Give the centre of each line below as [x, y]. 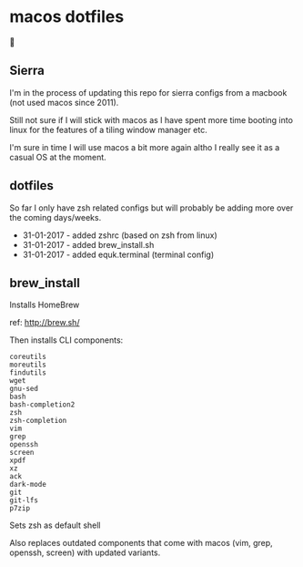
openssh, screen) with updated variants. [85, 552]
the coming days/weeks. [56, 217]
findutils [28, 373]
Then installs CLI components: [66, 340]
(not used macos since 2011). [64, 102]
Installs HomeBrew [45, 305]
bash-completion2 [42, 405]
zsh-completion [38, 421]
